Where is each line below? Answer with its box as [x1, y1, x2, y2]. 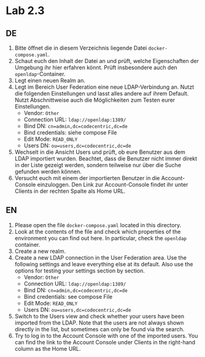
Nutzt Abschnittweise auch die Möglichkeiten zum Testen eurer [14, 96, 176, 103]
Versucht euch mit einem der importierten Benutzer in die [14, 175, 160, 181]
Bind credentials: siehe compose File [23, 129, 117, 136]
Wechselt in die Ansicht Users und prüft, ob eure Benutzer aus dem [14, 148, 185, 156]
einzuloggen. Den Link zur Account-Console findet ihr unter [37, 181, 188, 188]
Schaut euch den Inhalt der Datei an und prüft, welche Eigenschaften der [14, 58, 199, 64]
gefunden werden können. [14, 168, 82, 175]
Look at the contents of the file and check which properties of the [14, 228, 181, 235]
